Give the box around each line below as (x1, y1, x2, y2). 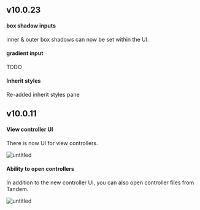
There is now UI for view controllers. (6, 139, 98, 146)
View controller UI (6, 126, 53, 133)
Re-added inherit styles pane (6, 91, 80, 98)
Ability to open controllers (6, 165, 75, 173)
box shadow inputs (6, 21, 56, 29)
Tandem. (6, 185, 29, 192)
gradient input (6, 50, 44, 57)
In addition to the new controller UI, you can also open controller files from (6, 179, 194, 186)
